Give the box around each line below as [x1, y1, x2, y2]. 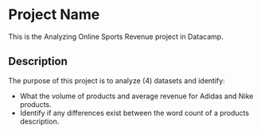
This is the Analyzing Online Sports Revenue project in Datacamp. [8, 32, 224, 41]
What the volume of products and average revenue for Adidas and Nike [19, 91, 254, 101]
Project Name [8, 6, 100, 24]
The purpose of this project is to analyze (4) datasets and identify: [8, 75, 225, 85]
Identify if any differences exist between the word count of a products [19, 108, 249, 117]
